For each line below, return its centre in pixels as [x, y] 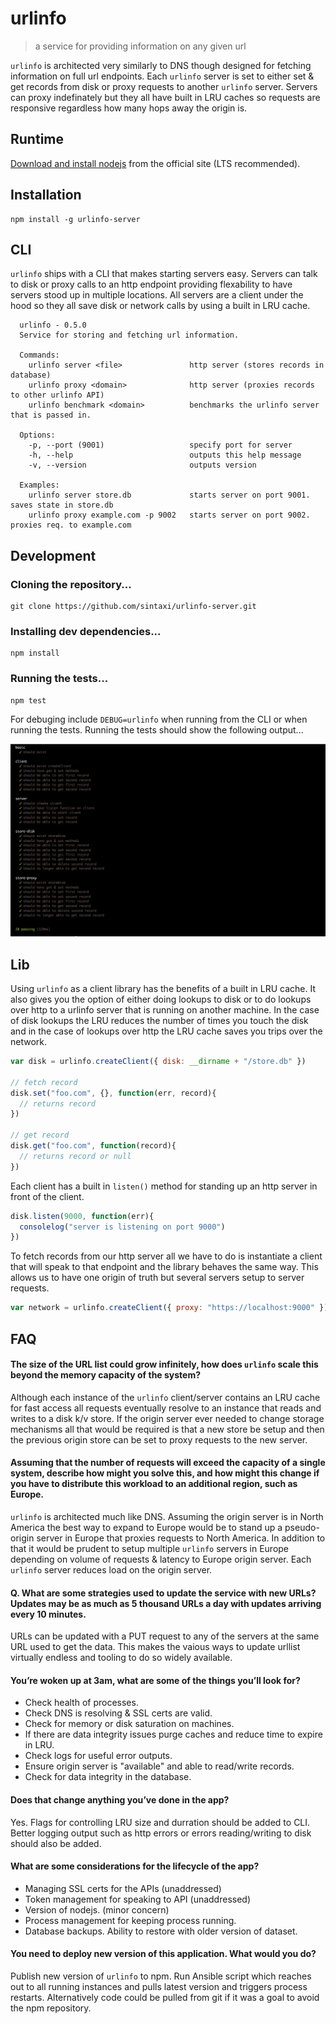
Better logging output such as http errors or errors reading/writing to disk [161, 1833]
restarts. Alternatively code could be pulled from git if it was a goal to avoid [165, 1997]
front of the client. [47, 1196]
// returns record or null [75, 1156]
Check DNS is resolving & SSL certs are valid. [118, 1713]
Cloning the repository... [71, 584]
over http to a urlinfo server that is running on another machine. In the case [165, 1010]
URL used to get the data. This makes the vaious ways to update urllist [155, 1647]
